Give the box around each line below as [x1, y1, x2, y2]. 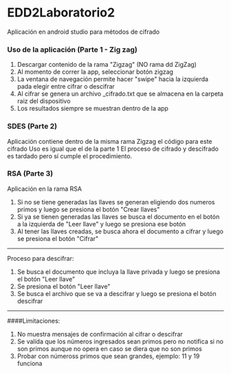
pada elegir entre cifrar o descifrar [16, 83, 115, 91]
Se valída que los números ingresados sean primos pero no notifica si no [16, 337, 223, 345]
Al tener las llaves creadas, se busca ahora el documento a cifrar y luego [16, 227, 223, 235]
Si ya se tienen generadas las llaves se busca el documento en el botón [16, 212, 220, 221]
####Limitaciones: [7, 317, 60, 325]
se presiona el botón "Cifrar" [16, 234, 99, 242]
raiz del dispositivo [16, 97, 71, 105]
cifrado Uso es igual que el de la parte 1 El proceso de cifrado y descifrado [7, 145, 219, 153]
